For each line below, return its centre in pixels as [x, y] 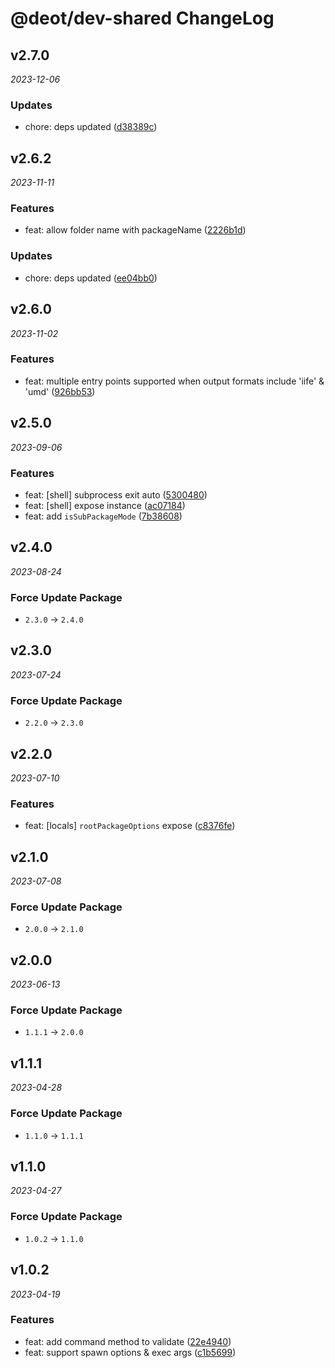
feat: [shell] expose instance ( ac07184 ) [105, 505]
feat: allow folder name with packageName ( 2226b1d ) [135, 230]
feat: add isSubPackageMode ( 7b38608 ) [103, 516]
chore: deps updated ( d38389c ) [91, 127]
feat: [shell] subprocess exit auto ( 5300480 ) [116, 494]
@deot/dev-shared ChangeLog [142, 18]
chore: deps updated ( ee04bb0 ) [91, 278]
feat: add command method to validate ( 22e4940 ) [128, 1341]
